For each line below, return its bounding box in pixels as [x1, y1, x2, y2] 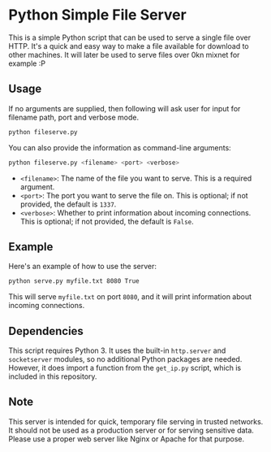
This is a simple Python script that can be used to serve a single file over [8, 33, 252, 42]
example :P [8, 59, 46, 68]
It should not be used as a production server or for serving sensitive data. [8, 425, 254, 435]
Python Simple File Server [8, 6, 187, 24]
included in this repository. [8, 372, 97, 381]
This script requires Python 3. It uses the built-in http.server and [8, 346, 226, 355]
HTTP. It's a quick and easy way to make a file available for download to [8, 41, 249, 50]
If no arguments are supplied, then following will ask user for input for [8, 103, 241, 113]
